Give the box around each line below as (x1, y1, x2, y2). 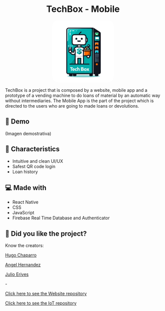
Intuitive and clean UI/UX (12, 158, 63, 164)
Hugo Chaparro (5, 252, 37, 258)
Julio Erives (5, 271, 29, 277)
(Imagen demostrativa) (5, 130, 52, 136)
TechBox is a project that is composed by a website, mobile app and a (5, 87, 148, 93)
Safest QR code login (12, 163, 56, 169)
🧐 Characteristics (5, 145, 60, 153)
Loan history (12, 169, 38, 175)
